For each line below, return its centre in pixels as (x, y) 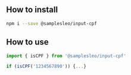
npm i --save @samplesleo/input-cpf (52, 23)
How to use (27, 42)
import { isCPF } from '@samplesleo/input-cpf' (66, 56)
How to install (32, 10)
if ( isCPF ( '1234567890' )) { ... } (46, 67)
